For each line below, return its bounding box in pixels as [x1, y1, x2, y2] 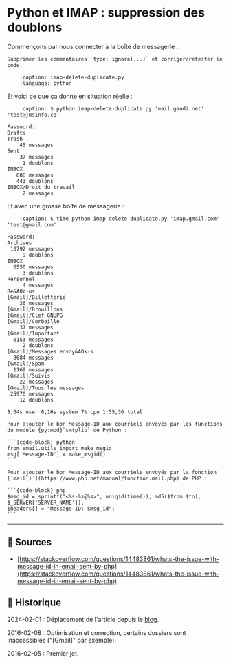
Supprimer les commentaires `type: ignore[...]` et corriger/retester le [7, 55, 223, 63]
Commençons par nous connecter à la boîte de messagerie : [7, 42, 179, 50]
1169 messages [13, 366, 54, 373]
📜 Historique [7, 597, 62, 609]
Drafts [7, 129, 26, 136]
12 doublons [19, 396, 54, 403]
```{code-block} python [7, 438, 76, 446]
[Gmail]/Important [7, 330, 60, 337]
